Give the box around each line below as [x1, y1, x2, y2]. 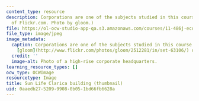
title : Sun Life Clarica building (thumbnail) [6, 81, 123, 87]
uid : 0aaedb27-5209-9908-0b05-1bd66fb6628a [6, 86, 115, 92]
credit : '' [11, 53, 38, 59]
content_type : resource [6, 8, 65, 15]
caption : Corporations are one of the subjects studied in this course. [11, 42, 195, 48]
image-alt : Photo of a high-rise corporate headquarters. [11, 58, 158, 64]
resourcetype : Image [6, 75, 57, 81]
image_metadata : [6, 36, 46, 42]
